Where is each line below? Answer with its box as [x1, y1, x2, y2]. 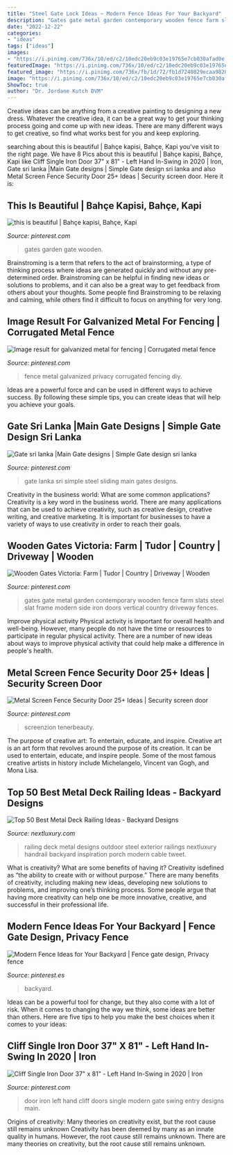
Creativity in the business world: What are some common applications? [7, 490, 210, 498]
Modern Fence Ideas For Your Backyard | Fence [7, 921, 216, 932]
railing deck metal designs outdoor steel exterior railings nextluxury [24, 843, 217, 851]
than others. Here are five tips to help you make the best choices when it [7, 1012, 215, 1021]
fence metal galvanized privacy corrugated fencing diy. [24, 372, 182, 380]
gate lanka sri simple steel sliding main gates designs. [24, 477, 178, 485]
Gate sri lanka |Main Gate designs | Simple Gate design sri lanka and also [7, 165, 216, 173]
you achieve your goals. [7, 400, 76, 408]
